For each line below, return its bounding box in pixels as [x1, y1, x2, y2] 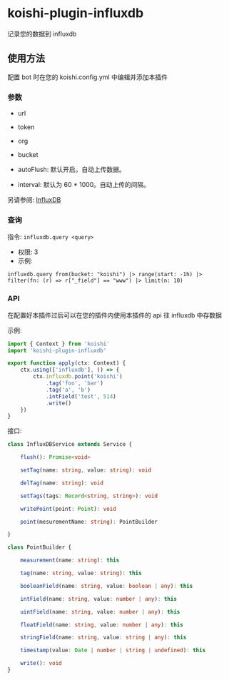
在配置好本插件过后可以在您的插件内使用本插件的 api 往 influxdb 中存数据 [7, 310, 223, 319]
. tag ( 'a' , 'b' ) [45, 386, 91, 393]
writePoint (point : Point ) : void [20, 505, 116, 512]
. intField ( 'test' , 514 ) [45, 392, 116, 400]
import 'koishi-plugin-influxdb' [7, 347, 107, 354]
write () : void [20, 660, 62, 667]
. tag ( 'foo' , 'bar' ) [45, 380, 103, 387]
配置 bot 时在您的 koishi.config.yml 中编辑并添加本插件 [7, 73, 168, 81]
